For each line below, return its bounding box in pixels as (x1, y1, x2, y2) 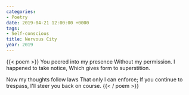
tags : (6, 25, 20, 31)
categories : (6, 8, 36, 15)
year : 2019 (6, 42, 33, 48)
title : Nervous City (6, 36, 58, 42)
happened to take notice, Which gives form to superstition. (6, 64, 150, 71)
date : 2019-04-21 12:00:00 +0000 (6, 20, 89, 26)
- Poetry (6, 14, 28, 20)
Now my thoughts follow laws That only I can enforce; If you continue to (6, 75, 183, 83)
